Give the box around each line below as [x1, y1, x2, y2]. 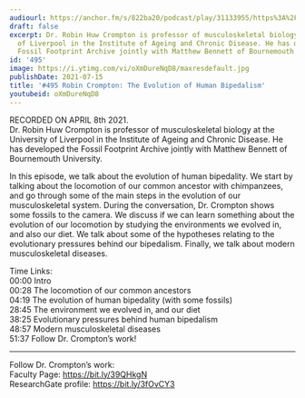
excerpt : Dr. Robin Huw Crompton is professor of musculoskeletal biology [9, 30, 299, 39]
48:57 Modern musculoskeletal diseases [9, 323, 162, 334]
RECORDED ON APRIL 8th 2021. [9, 114, 129, 125]
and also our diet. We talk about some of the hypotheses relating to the [9, 228, 275, 239]
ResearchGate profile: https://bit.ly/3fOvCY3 [9, 378, 175, 389]
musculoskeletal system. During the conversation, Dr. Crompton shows [9, 199, 275, 210]
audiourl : [9, 13, 47, 23]
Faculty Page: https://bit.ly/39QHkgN [9, 369, 148, 380]
